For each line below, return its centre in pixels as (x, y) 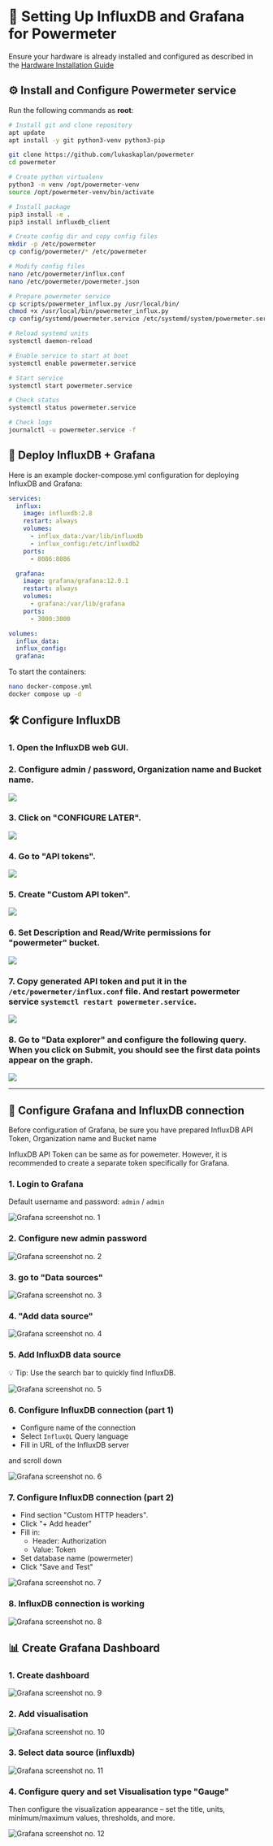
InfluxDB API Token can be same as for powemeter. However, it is (118, 1154)
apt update (27, 132)
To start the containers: (48, 672)
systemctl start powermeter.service (70, 385)
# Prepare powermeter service (60, 296)
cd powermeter (32, 163)
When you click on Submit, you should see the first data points (134, 1049)
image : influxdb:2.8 (58, 514)
